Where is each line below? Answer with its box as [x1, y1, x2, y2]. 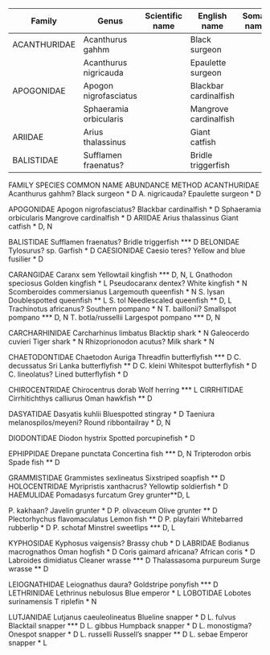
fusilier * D [8, 254, 44, 264]
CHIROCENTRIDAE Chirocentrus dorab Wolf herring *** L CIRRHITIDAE [8, 385, 243, 394]
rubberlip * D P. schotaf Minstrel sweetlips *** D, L [8, 523, 176, 532]
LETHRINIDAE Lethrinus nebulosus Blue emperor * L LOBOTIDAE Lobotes [8, 588, 252, 598]
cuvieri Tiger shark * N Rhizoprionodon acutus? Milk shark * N [8, 337, 215, 346]
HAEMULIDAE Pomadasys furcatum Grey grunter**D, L [8, 490, 190, 500]
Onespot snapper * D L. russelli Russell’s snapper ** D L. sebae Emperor [8, 629, 248, 639]
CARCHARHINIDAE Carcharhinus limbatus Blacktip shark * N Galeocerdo [8, 328, 250, 337]
